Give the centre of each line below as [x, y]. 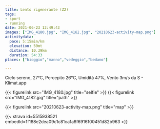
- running [15, 23]
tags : [10, 14]
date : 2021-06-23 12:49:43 [32, 28]
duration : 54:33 [26, 55]
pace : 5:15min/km [27, 42]
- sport [13, 19]
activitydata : [20, 37]
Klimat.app [16, 83]
